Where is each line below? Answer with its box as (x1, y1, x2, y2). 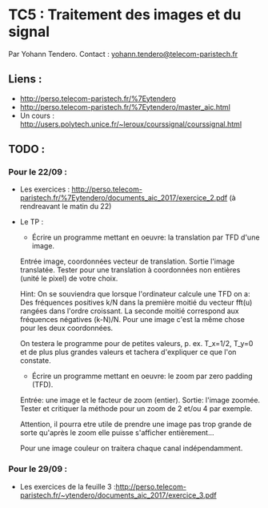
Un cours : (19, 111, 54, 120)
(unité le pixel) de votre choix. (19, 274, 118, 284)
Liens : (8, 72, 42, 86)
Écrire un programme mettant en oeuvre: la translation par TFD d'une (31, 232, 260, 242)
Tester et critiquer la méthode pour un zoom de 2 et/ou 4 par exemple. (19, 404, 253, 413)
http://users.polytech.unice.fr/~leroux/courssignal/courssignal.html (19, 119, 242, 129)
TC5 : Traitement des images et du (8, 6, 242, 24)
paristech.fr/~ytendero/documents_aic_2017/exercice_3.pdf (19, 490, 218, 500)
